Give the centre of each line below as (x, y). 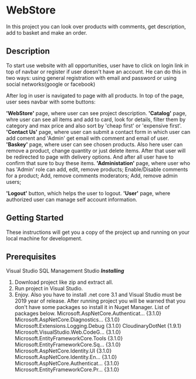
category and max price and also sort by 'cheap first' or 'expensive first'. (94, 125)
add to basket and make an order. (47, 32)
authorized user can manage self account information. (72, 199)
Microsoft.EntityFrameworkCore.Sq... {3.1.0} (68, 345)
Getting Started (35, 218)
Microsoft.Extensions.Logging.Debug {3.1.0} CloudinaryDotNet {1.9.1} (98, 326)
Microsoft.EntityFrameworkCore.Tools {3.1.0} (69, 338)
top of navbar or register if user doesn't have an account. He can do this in (96, 72)
